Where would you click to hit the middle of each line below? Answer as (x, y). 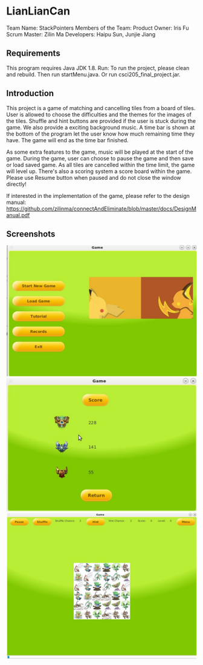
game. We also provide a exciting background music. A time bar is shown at (101, 127)
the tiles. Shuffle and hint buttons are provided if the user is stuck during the (101, 121)
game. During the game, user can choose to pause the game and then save (100, 158)
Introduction (30, 93)
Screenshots (31, 234)
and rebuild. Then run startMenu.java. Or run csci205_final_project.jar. (93, 74)
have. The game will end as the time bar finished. (67, 140)
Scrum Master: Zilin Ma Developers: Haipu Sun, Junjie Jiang (81, 34)
